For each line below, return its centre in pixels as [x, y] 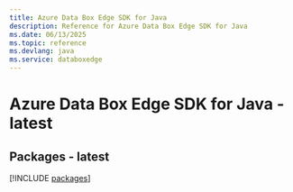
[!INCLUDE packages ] [50, 178]
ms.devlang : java [42, 51]
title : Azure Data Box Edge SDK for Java [88, 18]
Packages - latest [60, 156]
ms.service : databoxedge [56, 59]
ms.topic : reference [48, 43]
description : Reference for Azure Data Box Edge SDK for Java [128, 26]
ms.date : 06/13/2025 [48, 34]
